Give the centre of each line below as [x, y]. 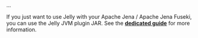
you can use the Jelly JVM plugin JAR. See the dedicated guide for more [98, 23]
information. [22, 30]
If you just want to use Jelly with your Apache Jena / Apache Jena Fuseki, [99, 17]
